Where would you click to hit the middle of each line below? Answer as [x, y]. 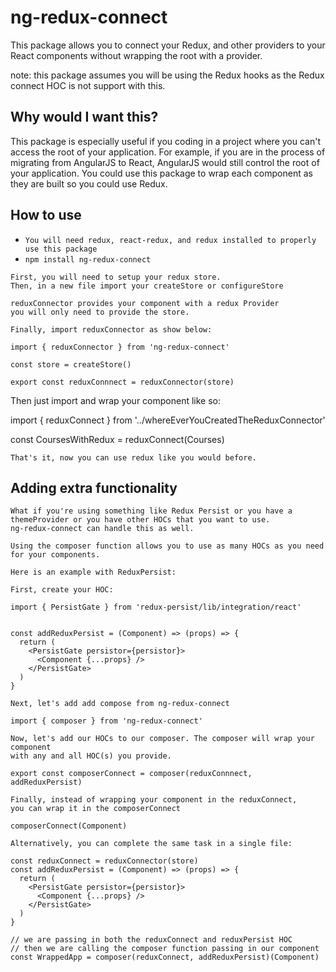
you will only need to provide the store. [100, 312]
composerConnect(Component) [69, 826]
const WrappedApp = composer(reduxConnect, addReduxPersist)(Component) [165, 957]
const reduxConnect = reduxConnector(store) [104, 861]
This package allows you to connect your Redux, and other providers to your [168, 45]
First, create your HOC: [62, 590]
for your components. [55, 555]
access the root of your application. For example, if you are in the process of [168, 152]
